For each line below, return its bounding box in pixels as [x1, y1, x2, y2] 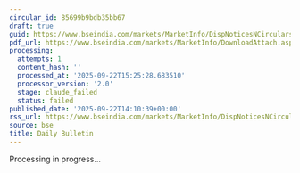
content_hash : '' [17, 63, 82, 72]
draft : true [9, 21, 54, 30]
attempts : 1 [17, 54, 62, 63]
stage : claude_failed [17, 87, 98, 96]
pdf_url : [9, 37, 42, 47]
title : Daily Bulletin [9, 129, 94, 138]
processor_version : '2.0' [17, 79, 114, 88]
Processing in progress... [9, 153, 101, 164]
